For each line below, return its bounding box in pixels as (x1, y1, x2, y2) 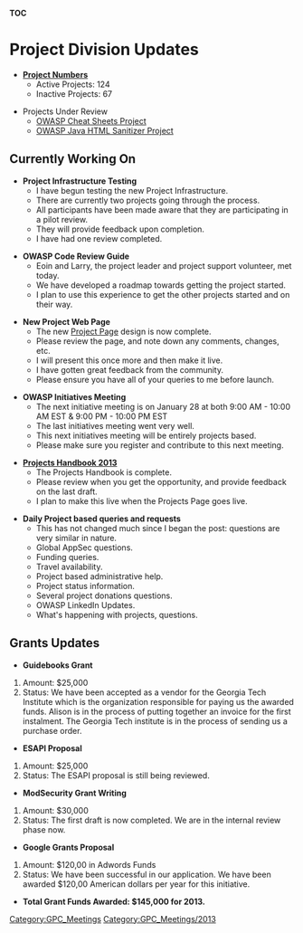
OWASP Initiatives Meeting (22, 391, 127, 402)
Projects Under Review (22, 106, 109, 117)
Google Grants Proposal (22, 842, 115, 852)
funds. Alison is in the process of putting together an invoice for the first (22, 706, 291, 717)
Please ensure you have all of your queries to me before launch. (35, 374, 274, 385)
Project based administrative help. (35, 570, 164, 582)
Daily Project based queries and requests (22, 513, 181, 524)
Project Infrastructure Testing (22, 176, 137, 186)
